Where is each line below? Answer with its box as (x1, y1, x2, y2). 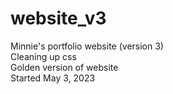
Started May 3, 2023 (10, 72, 96, 84)
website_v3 (10, 7, 107, 30)
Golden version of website (10, 61, 119, 73)
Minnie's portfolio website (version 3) (10, 40, 164, 52)
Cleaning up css (10, 50, 77, 62)
